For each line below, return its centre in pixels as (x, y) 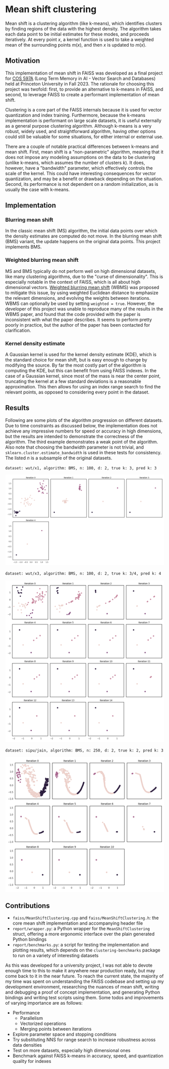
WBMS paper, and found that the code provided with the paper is (73, 314)
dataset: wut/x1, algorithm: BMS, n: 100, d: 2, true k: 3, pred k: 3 (81, 468)
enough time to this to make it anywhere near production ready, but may (80, 971)
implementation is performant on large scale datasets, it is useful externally (83, 121)
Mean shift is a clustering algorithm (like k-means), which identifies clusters (84, 23)
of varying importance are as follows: (44, 1003)
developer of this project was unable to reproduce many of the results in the (84, 309)
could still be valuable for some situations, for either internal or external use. (84, 136)
